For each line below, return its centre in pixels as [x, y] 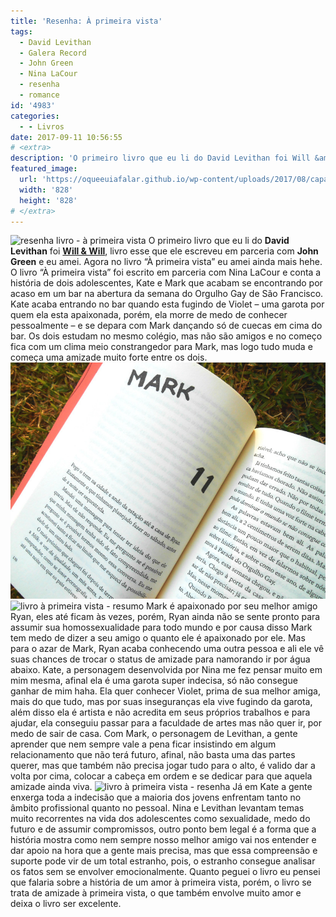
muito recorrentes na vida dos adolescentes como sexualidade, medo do [160, 819]
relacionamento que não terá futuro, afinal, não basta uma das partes [153, 755]
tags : [21, 31]
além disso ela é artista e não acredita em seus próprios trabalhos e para [160, 712]
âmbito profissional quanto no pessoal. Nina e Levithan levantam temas [157, 808]
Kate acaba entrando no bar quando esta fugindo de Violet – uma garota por [167, 304]
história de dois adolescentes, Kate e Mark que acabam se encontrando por [166, 283]
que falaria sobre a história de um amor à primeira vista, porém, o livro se [161, 882]
